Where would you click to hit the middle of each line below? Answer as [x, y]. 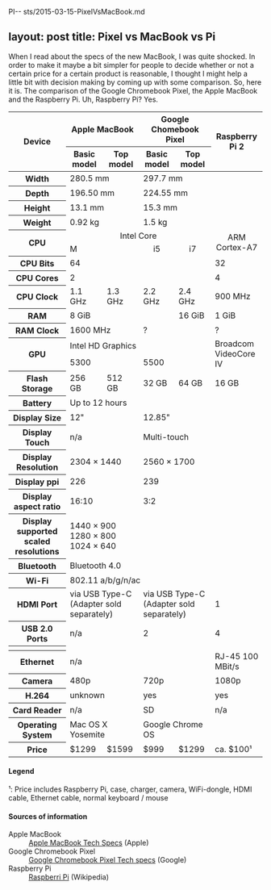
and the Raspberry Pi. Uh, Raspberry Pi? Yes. [83, 99]
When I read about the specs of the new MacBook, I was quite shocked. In [132, 56]
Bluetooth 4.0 [96, 566]
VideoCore [235, 354]
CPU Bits [37, 263]
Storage [37, 388]
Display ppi [37, 482]
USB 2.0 [37, 629]
